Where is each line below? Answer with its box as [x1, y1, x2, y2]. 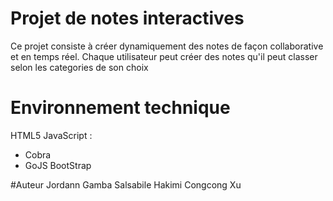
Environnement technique [10, 97, 231, 119]
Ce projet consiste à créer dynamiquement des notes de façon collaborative [10, 40, 324, 52]
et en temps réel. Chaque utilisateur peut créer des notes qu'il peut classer [10, 50, 318, 62]
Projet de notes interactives [10, 7, 245, 30]
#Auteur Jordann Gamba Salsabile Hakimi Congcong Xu [10, 178, 242, 191]
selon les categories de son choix [10, 61, 149, 73]
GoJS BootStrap [24, 159, 92, 171]
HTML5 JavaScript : [10, 129, 93, 141]
